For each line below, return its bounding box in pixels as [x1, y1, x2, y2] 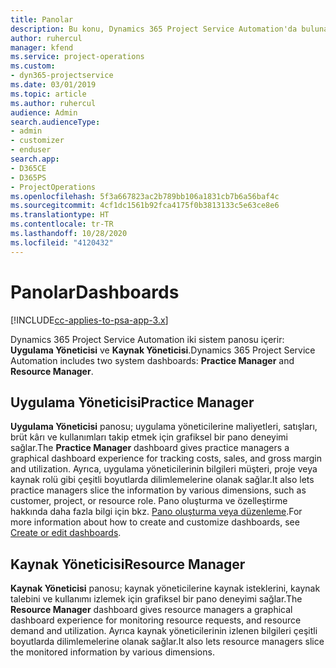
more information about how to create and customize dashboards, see [10, 516, 300, 528]
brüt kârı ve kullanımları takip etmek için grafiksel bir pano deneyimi [10, 431, 289, 443]
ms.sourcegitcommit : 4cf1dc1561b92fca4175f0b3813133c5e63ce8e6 [10, 201, 280, 211]
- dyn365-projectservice [10, 71, 114, 81]
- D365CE [10, 163, 47, 173]
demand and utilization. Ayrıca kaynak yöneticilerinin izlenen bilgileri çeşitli [10, 625, 318, 637]
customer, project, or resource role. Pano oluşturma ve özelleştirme [10, 495, 288, 507]
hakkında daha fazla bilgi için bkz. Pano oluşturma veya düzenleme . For [10, 506, 303, 518]
